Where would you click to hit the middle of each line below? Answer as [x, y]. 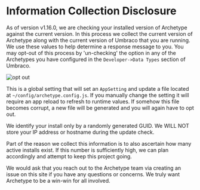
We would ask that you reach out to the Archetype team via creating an [94, 168]
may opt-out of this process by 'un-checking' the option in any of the [91, 53]
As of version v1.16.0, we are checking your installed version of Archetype [97, 27]
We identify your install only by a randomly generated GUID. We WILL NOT [98, 125]
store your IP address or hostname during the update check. [80, 132]
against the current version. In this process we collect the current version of [99, 33]
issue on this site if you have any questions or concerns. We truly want [93, 174]
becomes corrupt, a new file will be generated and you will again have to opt [100, 108]
